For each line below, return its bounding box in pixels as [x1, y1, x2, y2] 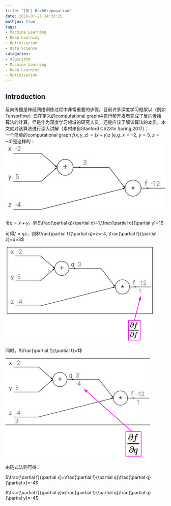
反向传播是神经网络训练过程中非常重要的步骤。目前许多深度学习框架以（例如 [5, 106, 166, 112]
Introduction [5, 92, 46, 101]
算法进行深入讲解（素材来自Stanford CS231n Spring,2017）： [22, 125, 150, 131]
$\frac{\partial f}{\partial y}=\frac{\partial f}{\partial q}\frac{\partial [5, 489, 146, 495]
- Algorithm [5, 57, 31, 62]
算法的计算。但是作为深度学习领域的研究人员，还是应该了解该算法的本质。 [5, 119, 161, 125]
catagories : [5, 51, 31, 56]
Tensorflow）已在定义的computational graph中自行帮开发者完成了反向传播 [5, 113, 162, 119]
